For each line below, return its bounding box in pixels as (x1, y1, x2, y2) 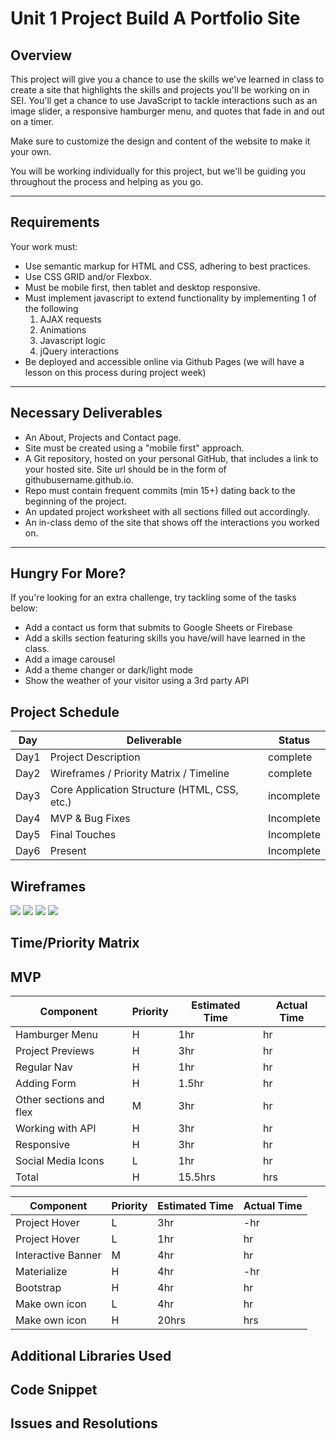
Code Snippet (10, 1382, 98, 1399)
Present (49, 844, 87, 858)
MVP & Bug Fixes (49, 812, 131, 826)
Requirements (10, 214, 100, 231)
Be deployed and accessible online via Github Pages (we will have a (24, 355, 305, 367)
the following (24, 302, 79, 314)
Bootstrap (15, 1281, 62, 1295)
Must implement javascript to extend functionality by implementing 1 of (24, 292, 317, 304)
